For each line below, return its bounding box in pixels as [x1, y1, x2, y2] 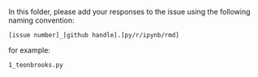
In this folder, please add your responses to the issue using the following [8, 7, 251, 16]
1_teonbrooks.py [8, 61, 63, 69]
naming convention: [8, 15, 75, 25]
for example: [8, 45, 51, 55]
